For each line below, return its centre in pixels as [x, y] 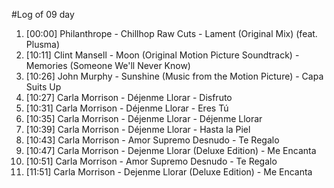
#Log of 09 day [43, 14]
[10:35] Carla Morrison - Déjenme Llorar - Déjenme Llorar [144, 118]
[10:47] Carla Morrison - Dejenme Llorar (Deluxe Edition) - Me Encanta [171, 150]
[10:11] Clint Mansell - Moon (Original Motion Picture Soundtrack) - [162, 55]
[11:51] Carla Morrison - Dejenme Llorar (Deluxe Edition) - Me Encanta [169, 172]
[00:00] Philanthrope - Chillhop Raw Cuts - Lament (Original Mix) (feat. [171, 33]
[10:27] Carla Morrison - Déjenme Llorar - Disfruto [129, 97]
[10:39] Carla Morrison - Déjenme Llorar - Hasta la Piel [138, 129]
